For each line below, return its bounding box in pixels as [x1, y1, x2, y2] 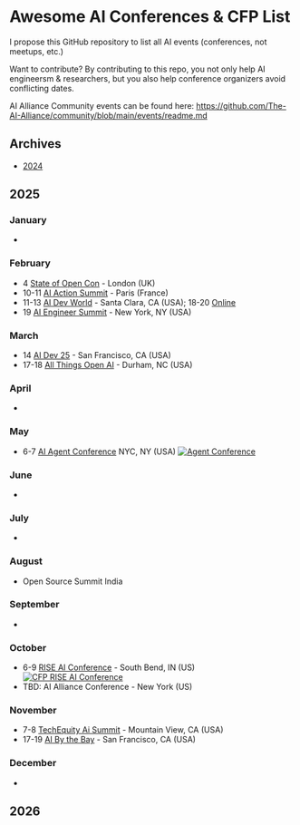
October [9, 641, 47, 654]
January [9, 214, 47, 227]
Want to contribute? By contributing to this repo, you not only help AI [9, 63, 266, 74]
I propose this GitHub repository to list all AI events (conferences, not [9, 36, 267, 47]
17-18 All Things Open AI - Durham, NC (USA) [22, 360, 193, 371]
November [9, 704, 57, 717]
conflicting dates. [9, 82, 74, 93]
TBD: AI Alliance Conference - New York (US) [22, 682, 193, 693]
